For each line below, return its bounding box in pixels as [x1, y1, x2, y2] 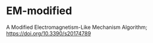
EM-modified [6, 4, 72, 18]
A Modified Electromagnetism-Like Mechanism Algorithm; [6, 24, 148, 31]
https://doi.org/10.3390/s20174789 [6, 29, 91, 37]
